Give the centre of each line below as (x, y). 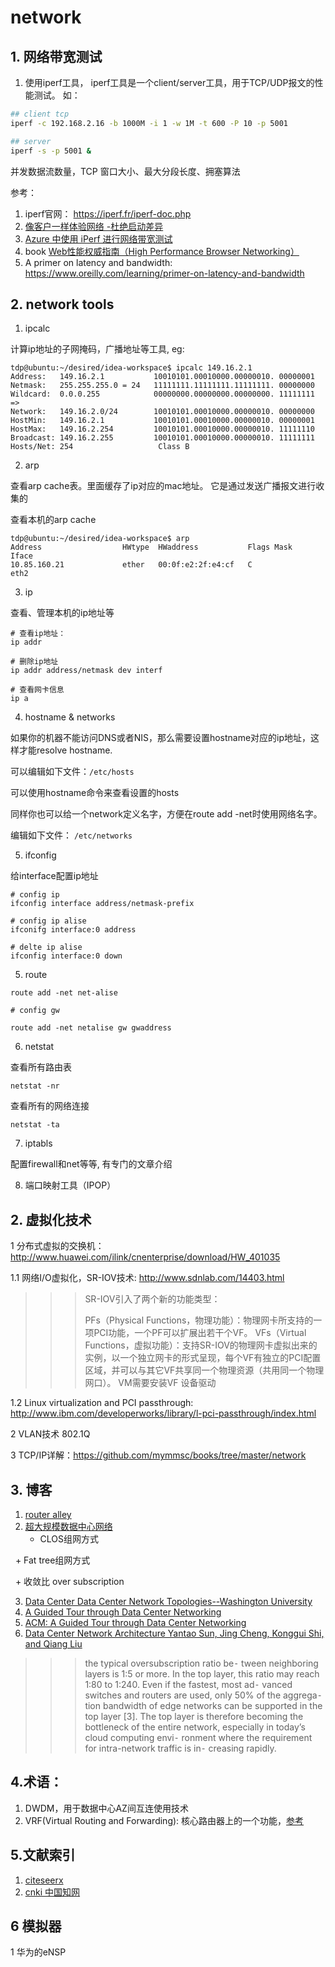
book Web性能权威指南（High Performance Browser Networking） (162, 251)
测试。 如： (57, 95)
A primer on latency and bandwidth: (98, 262)
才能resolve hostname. (65, 750)
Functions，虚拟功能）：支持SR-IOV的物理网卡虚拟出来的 (201, 1345)
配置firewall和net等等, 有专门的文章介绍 (91, 1164)
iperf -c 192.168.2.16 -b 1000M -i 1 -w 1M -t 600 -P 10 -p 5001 (149, 123)
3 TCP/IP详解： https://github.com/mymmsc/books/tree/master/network (158, 1455)
